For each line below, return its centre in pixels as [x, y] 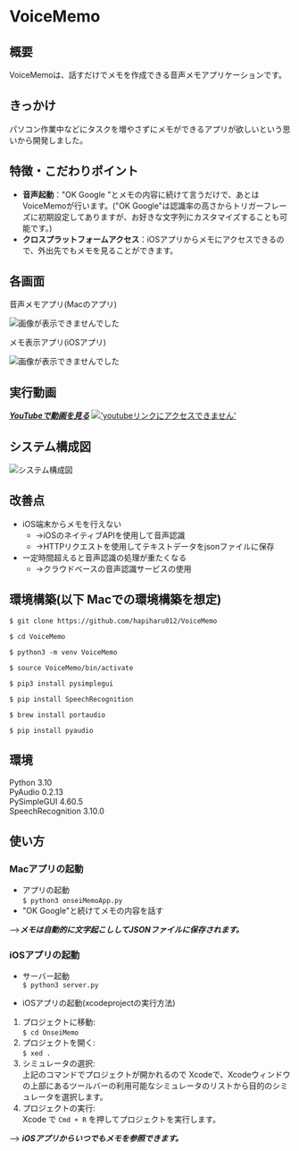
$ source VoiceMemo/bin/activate [71, 668]
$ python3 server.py [60, 985]
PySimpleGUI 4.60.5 [46, 801]
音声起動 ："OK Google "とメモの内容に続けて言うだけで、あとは [141, 194]
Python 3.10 [31, 782]
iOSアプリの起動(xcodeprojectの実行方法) [99, 1003]
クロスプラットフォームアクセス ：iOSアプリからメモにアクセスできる [149, 239]
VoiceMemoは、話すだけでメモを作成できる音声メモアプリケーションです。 [148, 75]
